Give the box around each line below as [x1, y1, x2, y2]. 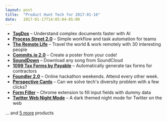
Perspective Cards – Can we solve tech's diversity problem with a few [12, 79, 159, 85]
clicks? [12, 84, 27, 90]
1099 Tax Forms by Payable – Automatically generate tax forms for [12, 63, 152, 69]
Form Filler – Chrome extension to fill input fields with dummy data [12, 89, 151, 96]
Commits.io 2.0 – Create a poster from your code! [12, 52, 118, 58]
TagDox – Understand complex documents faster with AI [12, 31, 131, 37]
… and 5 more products [5, 110, 54, 116]
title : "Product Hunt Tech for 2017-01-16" [5, 12, 100, 17]
